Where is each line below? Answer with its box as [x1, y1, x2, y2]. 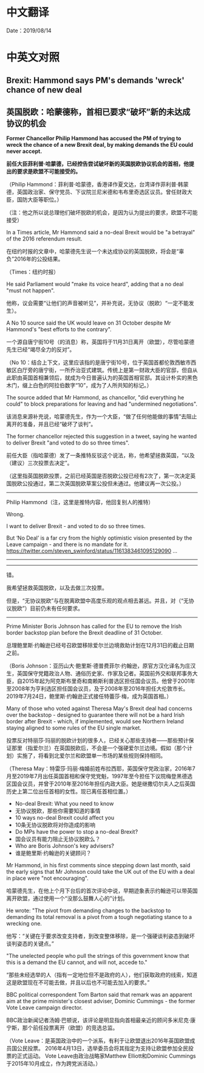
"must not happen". [6, 287, 55, 294]
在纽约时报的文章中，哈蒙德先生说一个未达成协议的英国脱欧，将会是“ [6, 248, 179, 255]
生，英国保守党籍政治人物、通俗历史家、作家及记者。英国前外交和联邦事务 [6, 670, 192, 677]
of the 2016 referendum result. [6, 235, 83, 242]
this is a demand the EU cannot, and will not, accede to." [6, 959, 148, 966]
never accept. [6, 147, 42, 155]
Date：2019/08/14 [6, 27, 52, 34]
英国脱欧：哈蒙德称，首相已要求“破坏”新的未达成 [6, 107, 191, 117]
